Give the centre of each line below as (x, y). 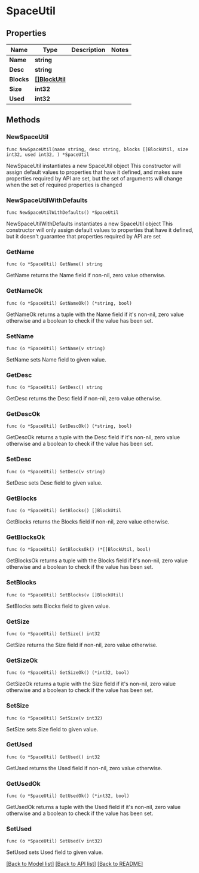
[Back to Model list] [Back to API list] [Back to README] (75, 864)
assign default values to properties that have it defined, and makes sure (94, 172)
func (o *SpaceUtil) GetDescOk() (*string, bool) (69, 426)
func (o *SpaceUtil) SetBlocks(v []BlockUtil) (65, 595)
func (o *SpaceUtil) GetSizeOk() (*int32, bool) (68, 673)
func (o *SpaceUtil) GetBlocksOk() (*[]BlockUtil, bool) (79, 550)
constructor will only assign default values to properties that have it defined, (100, 230)
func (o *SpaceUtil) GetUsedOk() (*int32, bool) (68, 796)
